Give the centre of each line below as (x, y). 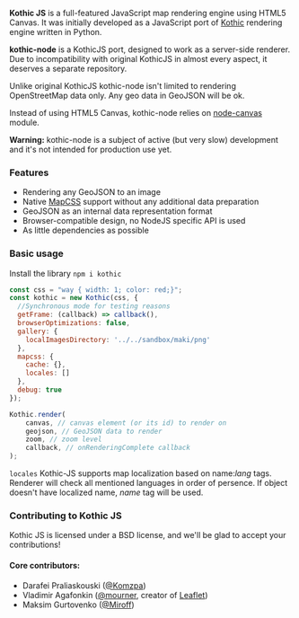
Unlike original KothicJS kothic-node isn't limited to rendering (123, 86)
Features (29, 172)
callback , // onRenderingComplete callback (108, 448)
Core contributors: (45, 565)
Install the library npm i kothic (66, 273)
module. (25, 122)
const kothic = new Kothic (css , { (74, 298)
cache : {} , (46, 365)
